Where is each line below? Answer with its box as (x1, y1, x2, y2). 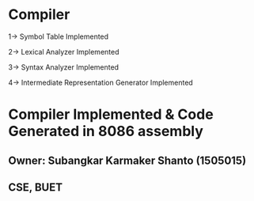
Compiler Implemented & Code (8, 105, 214, 123)
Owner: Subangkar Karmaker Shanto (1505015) (8, 154, 247, 167)
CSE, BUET (8, 180, 63, 194)
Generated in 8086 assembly (8, 123, 204, 140)
